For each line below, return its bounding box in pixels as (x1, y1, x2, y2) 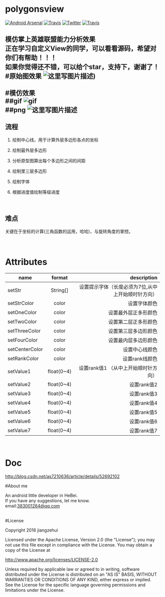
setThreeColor (7, 327, 41, 334)
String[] (51, 287, 69, 294)
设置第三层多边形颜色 (108, 328, 158, 334)
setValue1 (7, 368, 31, 375)
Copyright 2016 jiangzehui (5, 527, 58, 533)
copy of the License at (5, 547, 51, 553)
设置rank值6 (129, 418, 158, 425)
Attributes (5, 256, 48, 268)
